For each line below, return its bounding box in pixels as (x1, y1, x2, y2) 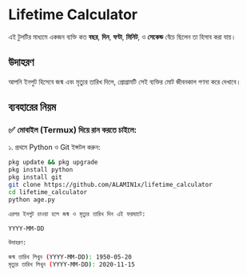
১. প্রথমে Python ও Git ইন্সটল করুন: (8, 142, 101, 152)
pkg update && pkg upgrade (8, 158, 98, 167)
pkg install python (8, 166, 74, 174)
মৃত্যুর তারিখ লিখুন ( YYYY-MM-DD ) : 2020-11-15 (8, 261, 136, 269)
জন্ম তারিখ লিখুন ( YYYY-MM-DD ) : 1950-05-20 (8, 253, 132, 261)
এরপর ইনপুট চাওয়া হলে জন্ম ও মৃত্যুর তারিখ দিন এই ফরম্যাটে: (8, 210, 146, 218)
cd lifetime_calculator (8, 188, 88, 196)
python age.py (8, 196, 56, 204)
